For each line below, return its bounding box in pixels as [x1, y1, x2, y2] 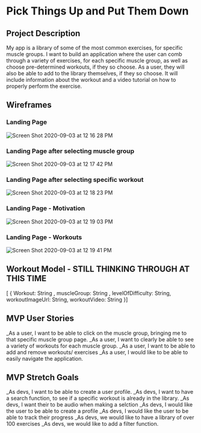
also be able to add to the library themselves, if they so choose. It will [6, 70, 178, 76]
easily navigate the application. [6, 355, 83, 362]
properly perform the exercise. [6, 83, 82, 90]
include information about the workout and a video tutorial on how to [6, 76, 176, 83]
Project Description [6, 28, 81, 39]
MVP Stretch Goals [6, 372, 79, 382]
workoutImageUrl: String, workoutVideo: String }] [6, 296, 128, 303]
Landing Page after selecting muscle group [6, 146, 135, 155]
